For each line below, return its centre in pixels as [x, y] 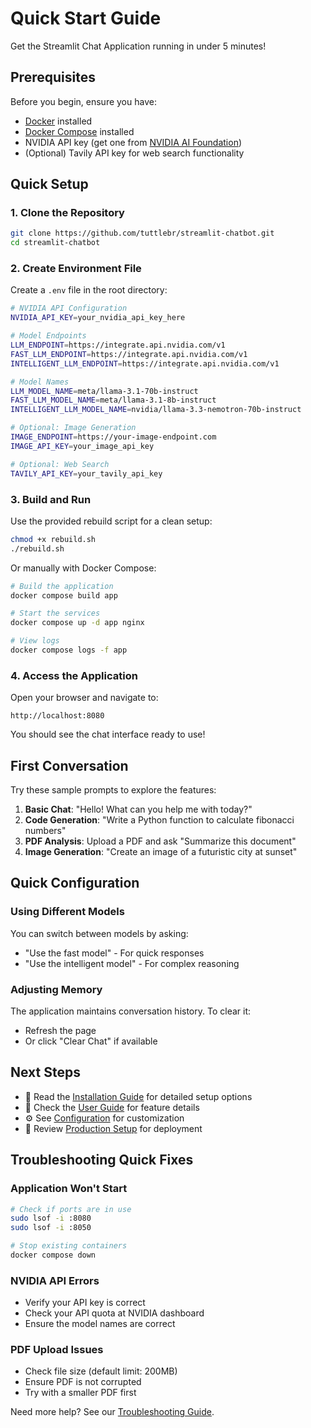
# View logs [35, 641]
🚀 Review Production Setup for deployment [113, 1128]
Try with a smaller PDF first [80, 1393]
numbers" [45, 831]
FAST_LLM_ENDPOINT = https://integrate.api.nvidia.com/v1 [129, 354]
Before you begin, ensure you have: [83, 101]
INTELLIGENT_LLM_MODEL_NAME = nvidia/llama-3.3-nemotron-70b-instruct [156, 410]
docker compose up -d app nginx [77, 623]
